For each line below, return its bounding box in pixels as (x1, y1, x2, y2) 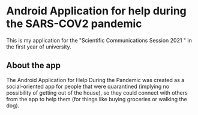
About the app (6, 60, 61, 71)
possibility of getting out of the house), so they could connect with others (6, 89, 188, 96)
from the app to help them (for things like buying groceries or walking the (6, 95, 187, 102)
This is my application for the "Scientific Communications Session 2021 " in (6, 37, 192, 44)
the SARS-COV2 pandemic (6, 17, 142, 31)
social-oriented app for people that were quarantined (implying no (6, 83, 170, 90)
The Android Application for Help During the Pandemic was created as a (6, 76, 185, 83)
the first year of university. (6, 43, 72, 50)
